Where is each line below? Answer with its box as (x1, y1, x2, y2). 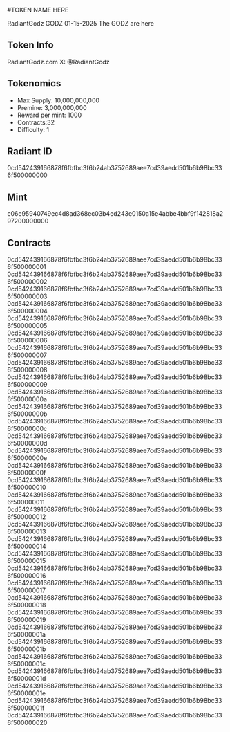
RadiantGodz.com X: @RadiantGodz (7, 57, 110, 66)
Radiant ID (7, 145, 52, 158)
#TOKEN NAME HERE (7, 6, 69, 14)
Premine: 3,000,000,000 (17, 103, 88, 111)
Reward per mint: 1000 (17, 111, 82, 119)
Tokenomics (7, 77, 61, 89)
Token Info (7, 39, 54, 51)
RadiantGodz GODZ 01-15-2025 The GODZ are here (7, 19, 154, 27)
